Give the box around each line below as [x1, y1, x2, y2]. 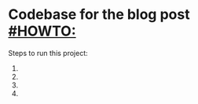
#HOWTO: [8, 22, 76, 40]
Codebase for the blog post [8, 6, 190, 24]
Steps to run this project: [8, 48, 88, 58]
